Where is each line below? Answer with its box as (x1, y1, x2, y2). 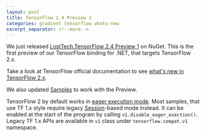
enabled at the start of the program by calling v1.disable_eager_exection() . (6, 111, 198, 118)
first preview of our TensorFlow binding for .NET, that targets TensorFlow (6, 50, 191, 57)
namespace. (6, 124, 38, 131)
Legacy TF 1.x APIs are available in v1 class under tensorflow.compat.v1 (6, 117, 188, 125)
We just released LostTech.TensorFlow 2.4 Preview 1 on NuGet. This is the (6, 43, 194, 50)
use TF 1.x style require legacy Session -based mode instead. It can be (6, 105, 184, 112)
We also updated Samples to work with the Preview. (6, 86, 137, 94)
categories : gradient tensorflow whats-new (6, 20, 120, 26)
